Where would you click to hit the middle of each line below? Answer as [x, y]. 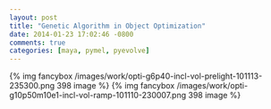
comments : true [38, 42]
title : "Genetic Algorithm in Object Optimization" [107, 26]
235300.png [32, 86]
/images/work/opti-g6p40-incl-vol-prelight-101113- [169, 76]
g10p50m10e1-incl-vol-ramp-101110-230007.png [98, 96]
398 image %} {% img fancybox [116, 86]
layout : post [34, 17]
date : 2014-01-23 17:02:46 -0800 [72, 34]
